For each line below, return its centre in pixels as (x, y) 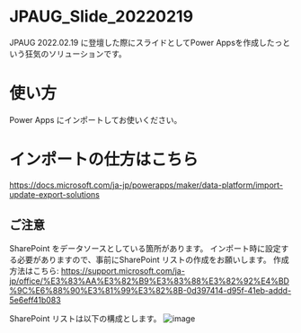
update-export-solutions (55, 194)
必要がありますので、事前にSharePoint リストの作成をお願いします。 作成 (153, 259)
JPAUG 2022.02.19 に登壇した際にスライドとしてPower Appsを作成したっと (150, 42)
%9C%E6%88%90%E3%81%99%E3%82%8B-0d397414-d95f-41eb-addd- (150, 290)
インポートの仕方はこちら (104, 160)
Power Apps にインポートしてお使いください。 (96, 119)
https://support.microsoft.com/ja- (123, 270)
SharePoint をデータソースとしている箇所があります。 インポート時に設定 (145, 248)
